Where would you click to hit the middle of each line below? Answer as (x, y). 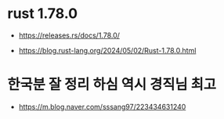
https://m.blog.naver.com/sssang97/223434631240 (102, 106)
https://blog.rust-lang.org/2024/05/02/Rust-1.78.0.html (107, 50)
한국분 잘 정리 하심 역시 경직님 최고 (112, 85)
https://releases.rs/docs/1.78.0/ (69, 35)
